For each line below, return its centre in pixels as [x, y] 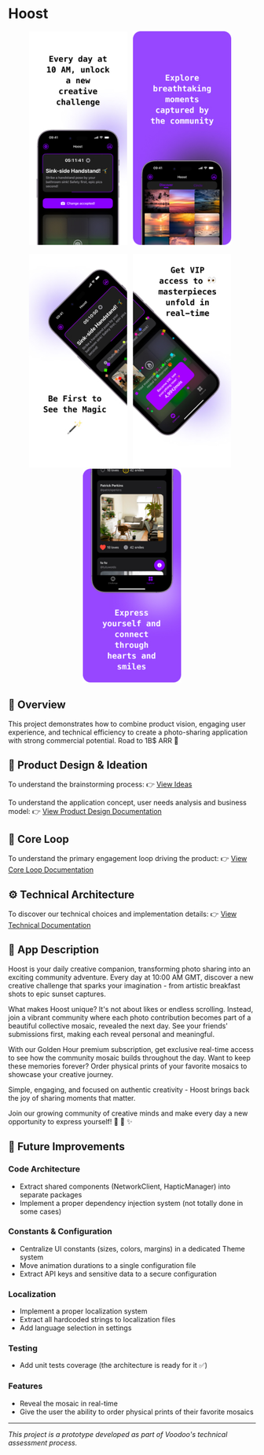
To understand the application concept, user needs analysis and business [128, 803]
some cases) [40, 1211]
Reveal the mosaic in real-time [68, 1403]
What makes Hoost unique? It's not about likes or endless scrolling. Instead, [131, 1009]
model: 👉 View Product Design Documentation [85, 812]
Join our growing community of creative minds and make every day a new [128, 1113]
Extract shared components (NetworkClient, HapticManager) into [125, 1186]
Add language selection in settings [75, 1328]
